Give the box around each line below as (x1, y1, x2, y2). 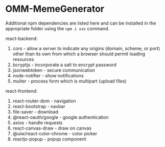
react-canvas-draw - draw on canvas (12, 125, 92, 131)
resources (12, 56, 34, 62)
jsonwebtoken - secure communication (12, 67, 96, 73)
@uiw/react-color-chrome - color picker (12, 130, 98, 136)
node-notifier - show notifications (12, 72, 84, 78)
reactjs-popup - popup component (12, 136, 86, 142)
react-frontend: (5, 88, 38, 94)
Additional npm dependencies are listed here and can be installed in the (5, 20, 156, 26)
